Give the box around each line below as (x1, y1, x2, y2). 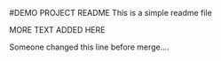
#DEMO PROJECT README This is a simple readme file (9, 8, 213, 18)
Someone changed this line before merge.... (9, 42, 170, 52)
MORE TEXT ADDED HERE (9, 25, 106, 34)
